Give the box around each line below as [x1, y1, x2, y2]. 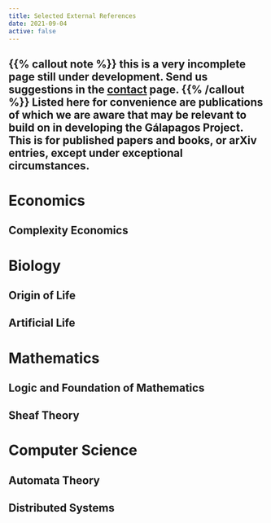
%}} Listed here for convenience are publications [8, 95, 264, 109]
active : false [8, 27, 57, 35]
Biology [8, 256, 61, 275]
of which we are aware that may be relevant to [8, 107, 247, 122]
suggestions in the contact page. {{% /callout [8, 82, 245, 96]
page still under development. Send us [8, 70, 208, 84]
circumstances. [8, 159, 90, 172]
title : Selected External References [8, 11, 137, 20]
